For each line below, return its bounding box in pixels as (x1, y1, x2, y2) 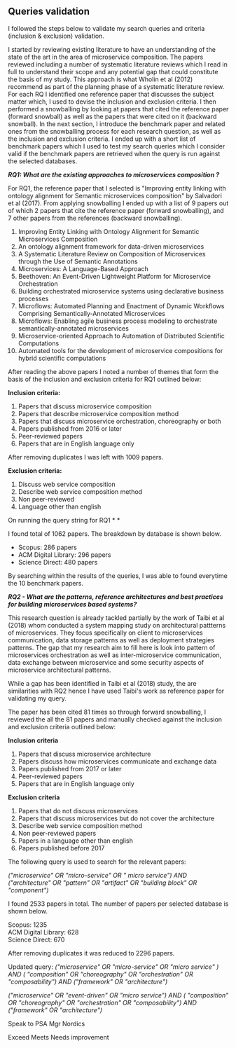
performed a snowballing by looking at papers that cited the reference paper (8, 104, 229, 113)
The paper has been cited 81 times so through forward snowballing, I (8, 708, 207, 716)
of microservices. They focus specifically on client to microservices (8, 628, 203, 637)
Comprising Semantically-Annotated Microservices (18, 309, 165, 317)
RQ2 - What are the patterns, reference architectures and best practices (8, 592, 223, 601)
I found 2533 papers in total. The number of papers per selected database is (8, 899, 229, 908)
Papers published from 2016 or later (18, 424, 122, 433)
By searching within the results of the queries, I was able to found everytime (8, 571, 228, 580)
